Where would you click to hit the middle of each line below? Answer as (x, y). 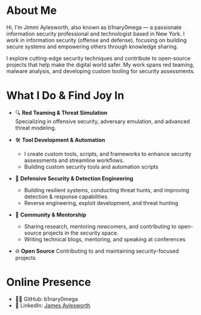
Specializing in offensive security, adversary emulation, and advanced (102, 121)
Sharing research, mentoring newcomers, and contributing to (100, 226)
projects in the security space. (81, 233)
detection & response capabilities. (66, 196)
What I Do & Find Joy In (65, 96)
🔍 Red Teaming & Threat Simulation (61, 112)
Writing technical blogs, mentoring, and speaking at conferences (105, 239)
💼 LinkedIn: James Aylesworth (53, 305)
